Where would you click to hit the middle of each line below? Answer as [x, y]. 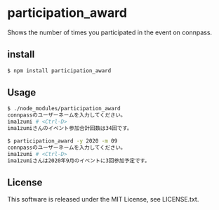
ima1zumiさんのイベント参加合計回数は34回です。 [70, 129]
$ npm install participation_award [59, 71]
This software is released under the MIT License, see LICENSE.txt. [103, 199]
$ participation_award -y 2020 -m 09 [62, 141]
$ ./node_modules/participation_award [64, 109]
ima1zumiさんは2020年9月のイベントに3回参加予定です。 [79, 160]
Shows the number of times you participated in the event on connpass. [110, 32]
